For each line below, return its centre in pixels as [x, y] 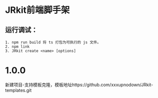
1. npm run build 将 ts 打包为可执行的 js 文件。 [53, 42]
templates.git [19, 90]
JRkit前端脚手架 [38, 10]
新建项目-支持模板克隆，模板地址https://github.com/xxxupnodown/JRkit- [79, 85]
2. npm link [17, 47]
